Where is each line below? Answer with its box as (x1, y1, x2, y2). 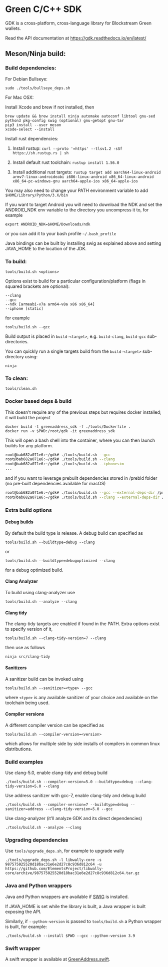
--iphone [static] (5, 306, 43, 311)
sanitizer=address (5, 807, 43, 812)
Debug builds (5, 519, 33, 525)
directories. (5, 338, 29, 344)
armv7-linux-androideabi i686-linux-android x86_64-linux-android (12, 174, 154, 179)
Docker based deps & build (5, 398, 71, 405)
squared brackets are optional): (5, 283, 70, 289)
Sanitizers (5, 665, 27, 671)
